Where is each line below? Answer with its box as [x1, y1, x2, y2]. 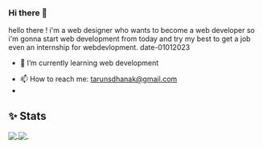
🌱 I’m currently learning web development [19, 58, 159, 68]
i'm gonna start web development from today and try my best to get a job [8, 34, 251, 43]
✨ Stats [8, 109, 47, 123]
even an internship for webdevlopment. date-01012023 [8, 43, 191, 52]
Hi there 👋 [8, 7, 48, 18]
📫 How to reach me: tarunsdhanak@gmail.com [19, 74, 178, 84]
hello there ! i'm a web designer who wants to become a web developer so [8, 26, 255, 35]
